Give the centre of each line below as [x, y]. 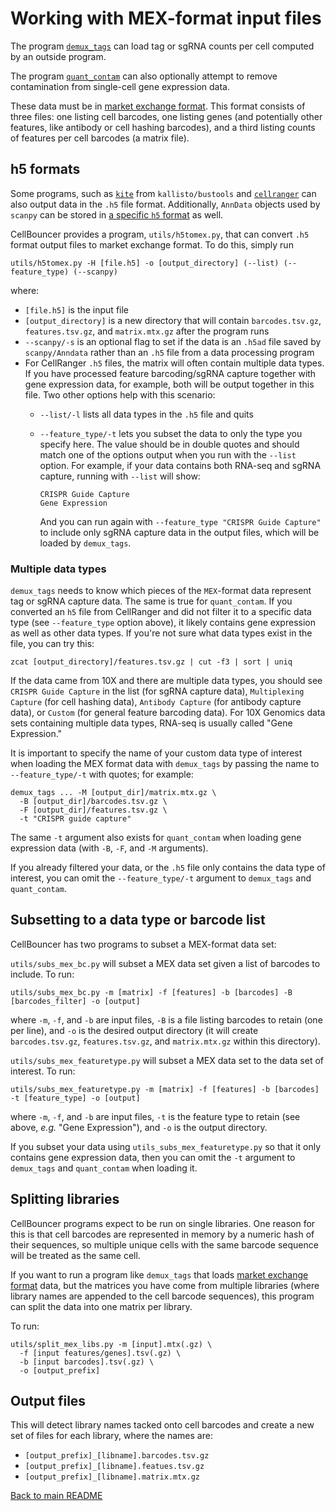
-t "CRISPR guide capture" [75, 819]
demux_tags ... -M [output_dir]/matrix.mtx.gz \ [113, 793]
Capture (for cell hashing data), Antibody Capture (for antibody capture [156, 702]
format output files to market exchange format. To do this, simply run [152, 244]
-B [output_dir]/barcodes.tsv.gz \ [93, 802]
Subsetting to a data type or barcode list [138, 920]
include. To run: [42, 974]
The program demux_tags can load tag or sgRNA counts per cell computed [162, 46]
